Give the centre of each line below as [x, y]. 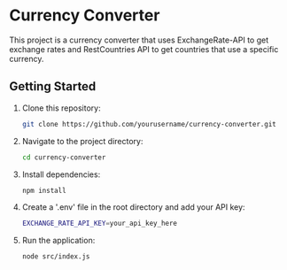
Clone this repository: [61, 108]
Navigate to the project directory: [82, 141]
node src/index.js [56, 257]
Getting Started [53, 86]
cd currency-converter [64, 157]
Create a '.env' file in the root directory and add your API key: [133, 207]
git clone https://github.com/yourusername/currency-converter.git [149, 124]
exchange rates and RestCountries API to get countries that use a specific [144, 49]
